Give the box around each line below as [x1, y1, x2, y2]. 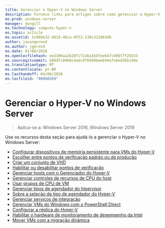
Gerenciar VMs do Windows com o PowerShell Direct [12, 201, 121, 207]
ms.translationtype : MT [5, 62, 54, 67]
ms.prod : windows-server [5, 16, 56, 21]
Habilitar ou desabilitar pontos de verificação [12, 164, 104, 171]
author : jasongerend [5, 40, 48, 45]
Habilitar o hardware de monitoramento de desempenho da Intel [12, 212, 143, 218]
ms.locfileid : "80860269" [5, 76, 58, 81]
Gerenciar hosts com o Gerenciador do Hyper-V [12, 170, 110, 176]
